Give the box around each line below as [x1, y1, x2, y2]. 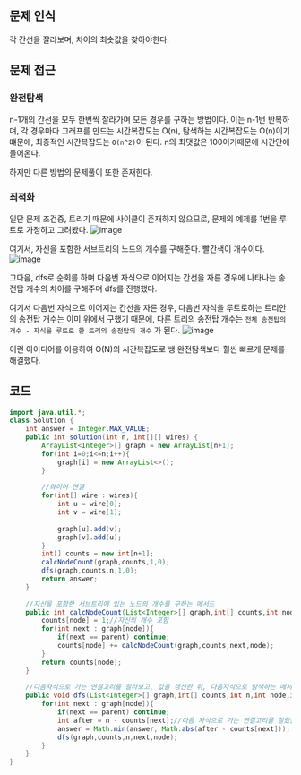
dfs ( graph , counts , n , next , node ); [56, 733, 178, 742]
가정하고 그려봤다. [25, 224, 89, 235]
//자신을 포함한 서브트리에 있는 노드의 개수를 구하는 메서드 [25, 599, 215, 608]
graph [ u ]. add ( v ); [56, 524, 123, 533]
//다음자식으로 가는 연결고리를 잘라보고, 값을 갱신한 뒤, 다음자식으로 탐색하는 [25, 683, 276, 692]
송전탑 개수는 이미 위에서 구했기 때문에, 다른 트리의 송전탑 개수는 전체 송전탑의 [18, 313, 287, 324]
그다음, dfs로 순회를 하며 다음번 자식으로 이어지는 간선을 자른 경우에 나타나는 [9, 271, 277, 282]
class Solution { [9, 416, 74, 426]
